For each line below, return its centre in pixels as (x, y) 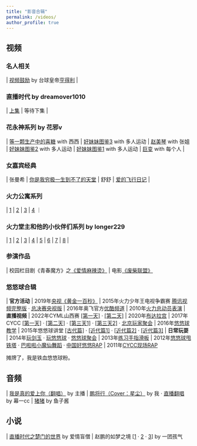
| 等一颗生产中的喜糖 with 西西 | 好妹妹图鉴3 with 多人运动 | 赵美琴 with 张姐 (98, 141)
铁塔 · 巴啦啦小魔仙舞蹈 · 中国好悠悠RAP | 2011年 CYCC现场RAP (82, 345)
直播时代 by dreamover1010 (46, 97)
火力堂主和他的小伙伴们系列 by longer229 (66, 227)
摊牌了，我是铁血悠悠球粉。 (40, 358)
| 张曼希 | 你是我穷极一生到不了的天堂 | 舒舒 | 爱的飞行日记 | (78, 179)
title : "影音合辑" (27, 11)
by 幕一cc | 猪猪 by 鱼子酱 (38, 401)
